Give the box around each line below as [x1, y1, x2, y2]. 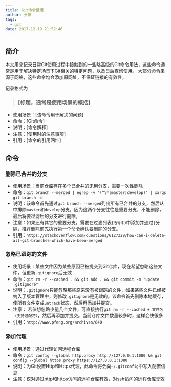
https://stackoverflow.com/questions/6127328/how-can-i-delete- [26, 233, 166, 238]
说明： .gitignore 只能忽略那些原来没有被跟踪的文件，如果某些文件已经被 [12, 287, 166, 293]
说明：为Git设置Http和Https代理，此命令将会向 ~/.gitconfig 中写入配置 [12, 363, 161, 369]
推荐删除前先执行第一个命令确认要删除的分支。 [22, 226, 121, 232]
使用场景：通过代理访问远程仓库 [12, 346, 80, 352]
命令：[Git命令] [12, 118, 45, 124]
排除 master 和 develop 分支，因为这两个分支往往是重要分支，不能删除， [17, 206, 164, 212]
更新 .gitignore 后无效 [26, 270, 72, 276]
